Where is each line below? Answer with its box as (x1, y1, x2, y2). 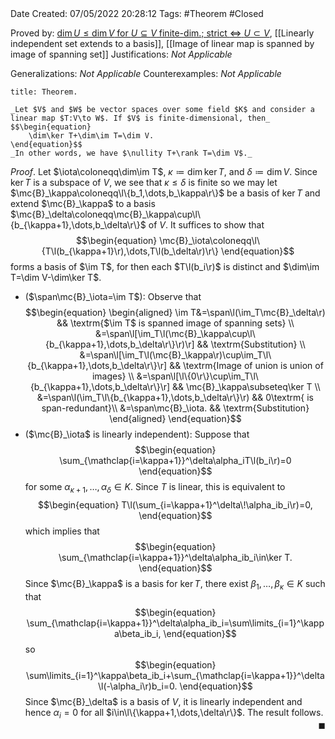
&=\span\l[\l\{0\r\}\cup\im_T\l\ (136, 370, 259, 382)
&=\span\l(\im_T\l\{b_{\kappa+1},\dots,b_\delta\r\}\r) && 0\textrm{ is (36, 392, 314, 403)
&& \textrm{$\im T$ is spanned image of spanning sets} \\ (56, 317, 295, 329)
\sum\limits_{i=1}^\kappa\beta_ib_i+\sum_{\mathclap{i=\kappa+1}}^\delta (26, 669, 325, 681)
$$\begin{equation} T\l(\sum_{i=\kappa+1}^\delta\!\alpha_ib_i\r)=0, (38, 498, 313, 511)
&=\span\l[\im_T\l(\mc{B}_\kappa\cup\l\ (95, 328, 256, 339)
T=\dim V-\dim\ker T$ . (10, 272, 102, 283)
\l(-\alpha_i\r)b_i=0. (98, 680, 178, 692)
